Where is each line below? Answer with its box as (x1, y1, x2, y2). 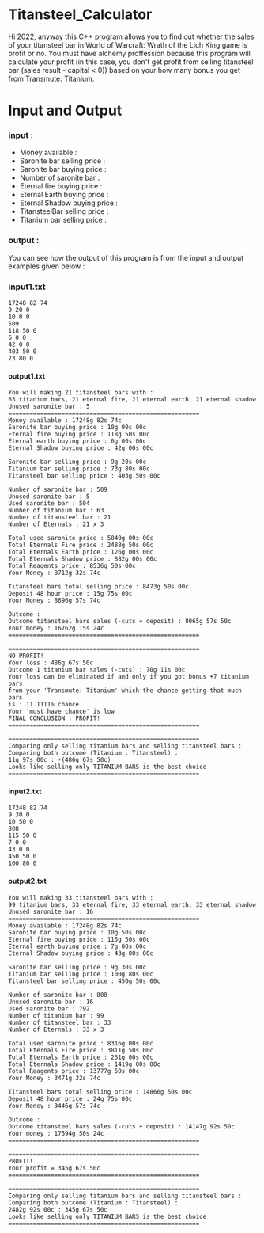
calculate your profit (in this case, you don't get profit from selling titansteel (8, 57, 254, 67)
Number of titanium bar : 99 (8, 1011, 104, 1019)
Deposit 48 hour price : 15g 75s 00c (8, 590, 133, 598)
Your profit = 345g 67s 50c (8, 1164, 101, 1172)
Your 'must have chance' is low (8, 707, 115, 716)
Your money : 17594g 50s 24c (8, 1129, 104, 1137)
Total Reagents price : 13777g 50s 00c (8, 1067, 140, 1075)
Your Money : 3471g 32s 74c (8, 1074, 101, 1082)
